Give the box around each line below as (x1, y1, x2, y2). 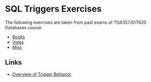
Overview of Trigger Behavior (12, 71, 72, 77)
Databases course (5, 24, 42, 30)
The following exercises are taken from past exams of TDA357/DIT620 (5, 19, 147, 25)
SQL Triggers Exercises (5, 3, 102, 15)
